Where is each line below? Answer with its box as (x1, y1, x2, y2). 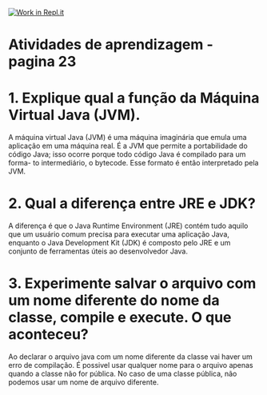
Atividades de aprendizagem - (8, 36, 213, 54)
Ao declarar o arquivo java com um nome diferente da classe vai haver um (8, 352, 253, 361)
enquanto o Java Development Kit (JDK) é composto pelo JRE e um (8, 238, 231, 248)
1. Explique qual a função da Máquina (8, 89, 260, 107)
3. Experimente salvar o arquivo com (8, 274, 257, 293)
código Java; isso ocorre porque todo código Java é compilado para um (8, 150, 246, 159)
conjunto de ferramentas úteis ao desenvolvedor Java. (8, 246, 189, 256)
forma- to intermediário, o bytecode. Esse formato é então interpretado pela (8, 158, 259, 168)
